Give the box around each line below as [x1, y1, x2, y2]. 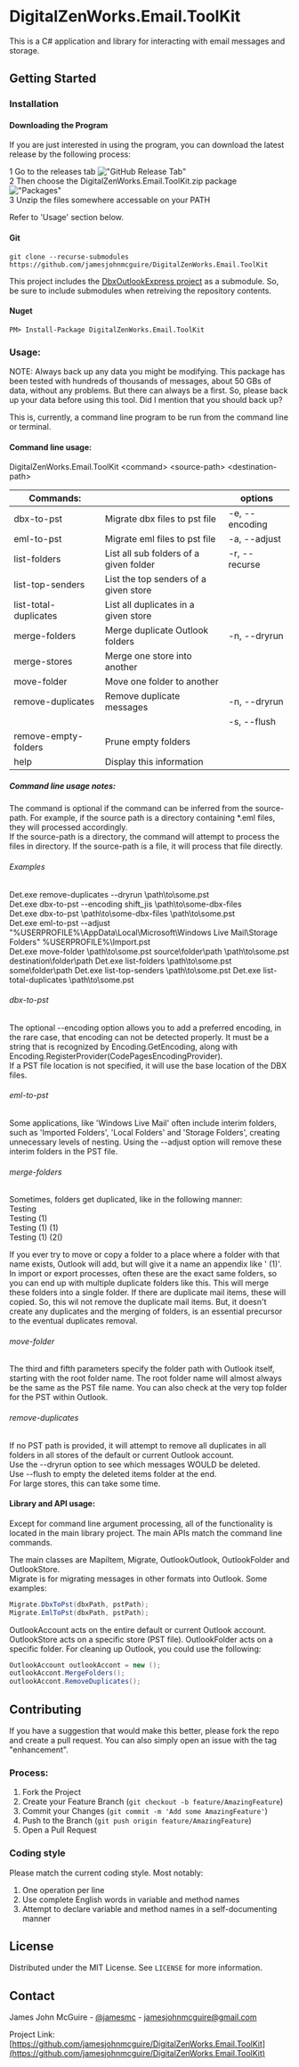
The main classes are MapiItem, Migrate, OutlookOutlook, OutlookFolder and [9, 1554, 290, 1565]
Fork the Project [21, 1787, 82, 1798]
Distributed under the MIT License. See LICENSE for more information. [9, 1963, 263, 1973]
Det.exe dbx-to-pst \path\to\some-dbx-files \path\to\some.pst [9, 907, 236, 919]
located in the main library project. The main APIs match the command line [9, 1527, 283, 1538]
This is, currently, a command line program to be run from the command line [9, 412, 289, 422]
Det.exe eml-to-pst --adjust [9, 917, 111, 928]
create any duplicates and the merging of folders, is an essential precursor [9, 1306, 283, 1316]
